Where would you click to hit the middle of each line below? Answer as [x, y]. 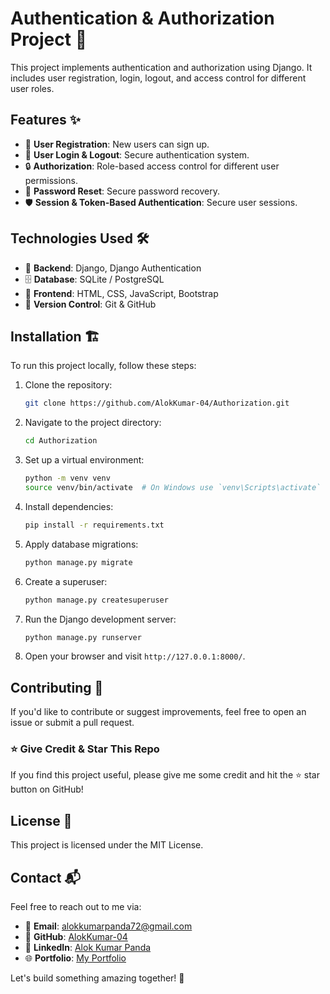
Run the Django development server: [100, 619]
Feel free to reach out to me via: [76, 907]
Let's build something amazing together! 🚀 [97, 978]
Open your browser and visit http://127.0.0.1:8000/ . [135, 656]
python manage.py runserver [83, 637]
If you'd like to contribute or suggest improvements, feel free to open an [158, 712]
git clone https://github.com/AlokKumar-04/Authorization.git [157, 403]
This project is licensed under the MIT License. [107, 845]
